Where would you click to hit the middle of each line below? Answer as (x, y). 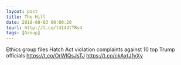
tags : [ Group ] (23, 33)
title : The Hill (26, 17)
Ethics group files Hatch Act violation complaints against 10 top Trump (91, 49)
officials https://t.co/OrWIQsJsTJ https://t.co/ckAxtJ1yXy (75, 56)
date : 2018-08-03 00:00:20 (39, 22)
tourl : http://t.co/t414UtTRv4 (44, 28)
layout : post (22, 11)
